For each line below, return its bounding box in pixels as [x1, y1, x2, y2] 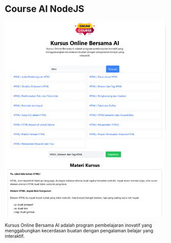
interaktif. [5, 233, 25, 239]
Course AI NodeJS [5, 3, 85, 15]
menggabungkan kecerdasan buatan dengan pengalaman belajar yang [5, 227, 154, 233]
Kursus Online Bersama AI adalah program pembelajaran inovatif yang [5, 222, 153, 228]
